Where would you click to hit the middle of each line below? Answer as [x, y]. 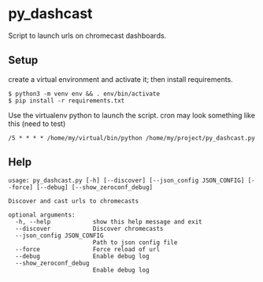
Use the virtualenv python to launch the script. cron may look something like [132, 115]
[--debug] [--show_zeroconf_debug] [95, 187]
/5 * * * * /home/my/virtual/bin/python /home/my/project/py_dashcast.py [132, 138]
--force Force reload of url [87, 249]
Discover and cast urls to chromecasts [74, 201]
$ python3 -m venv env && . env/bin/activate [84, 94]
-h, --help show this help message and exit [109, 221]
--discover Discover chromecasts [89, 228]
